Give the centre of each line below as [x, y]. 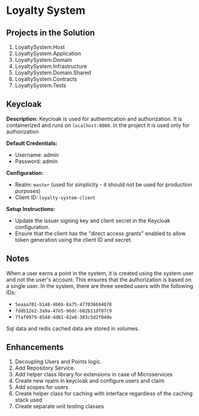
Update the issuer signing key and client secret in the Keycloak [93, 221]
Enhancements [35, 347]
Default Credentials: [32, 143]
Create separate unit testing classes [59, 406]
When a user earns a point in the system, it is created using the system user [100, 273]
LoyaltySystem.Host [40, 47]
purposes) [28, 191]
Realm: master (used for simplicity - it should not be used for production [104, 185]
